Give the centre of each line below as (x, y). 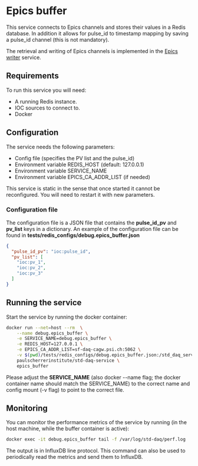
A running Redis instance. (46, 101)
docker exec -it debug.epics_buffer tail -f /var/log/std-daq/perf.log (96, 439)
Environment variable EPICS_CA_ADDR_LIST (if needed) (82, 177)
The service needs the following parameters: (60, 147)
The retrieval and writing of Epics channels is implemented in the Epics (92, 51)
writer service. (24, 57)
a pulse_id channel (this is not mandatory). (58, 39)
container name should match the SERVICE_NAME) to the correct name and (98, 384)
